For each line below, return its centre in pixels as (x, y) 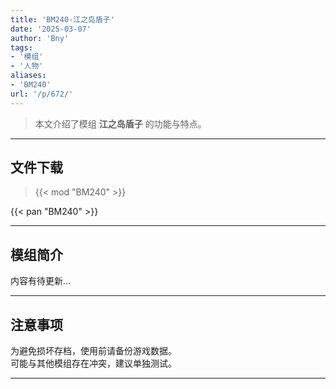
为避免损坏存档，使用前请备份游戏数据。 (93, 351)
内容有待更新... (41, 281)
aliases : (28, 76)
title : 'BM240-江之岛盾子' (62, 19)
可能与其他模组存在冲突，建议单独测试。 (93, 363)
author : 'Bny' (40, 38)
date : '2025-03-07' (51, 29)
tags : (21, 47)
